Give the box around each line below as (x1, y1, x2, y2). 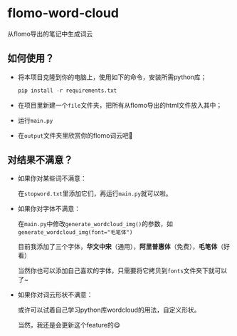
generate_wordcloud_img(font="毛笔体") (17, 229, 133, 236)
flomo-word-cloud (7, 5, 120, 21)
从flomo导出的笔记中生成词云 (7, 29, 93, 38)
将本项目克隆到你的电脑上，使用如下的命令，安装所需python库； (17, 73, 207, 81)
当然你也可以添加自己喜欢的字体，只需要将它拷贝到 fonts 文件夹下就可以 (17, 266, 228, 275)
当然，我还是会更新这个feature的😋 (17, 321, 121, 330)
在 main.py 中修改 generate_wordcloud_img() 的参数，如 (17, 220, 173, 228)
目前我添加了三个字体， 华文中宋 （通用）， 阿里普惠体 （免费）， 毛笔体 (17, 243, 218, 251)
